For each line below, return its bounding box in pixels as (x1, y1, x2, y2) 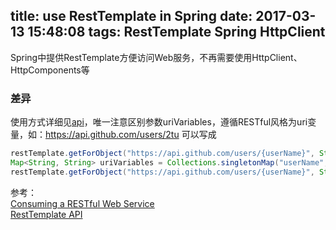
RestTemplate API (10, 208, 83, 220)
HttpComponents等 (10, 64, 90, 76)
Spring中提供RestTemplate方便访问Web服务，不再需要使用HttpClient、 (10, 51, 303, 63)
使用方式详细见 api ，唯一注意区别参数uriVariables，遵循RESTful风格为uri (10, 116, 308, 128)
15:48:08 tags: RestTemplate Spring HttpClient (27, 24, 326, 41)
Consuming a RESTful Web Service (10, 197, 155, 209)
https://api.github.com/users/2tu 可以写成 (45, 129, 217, 141)
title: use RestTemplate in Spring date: (10, 8, 253, 25)
